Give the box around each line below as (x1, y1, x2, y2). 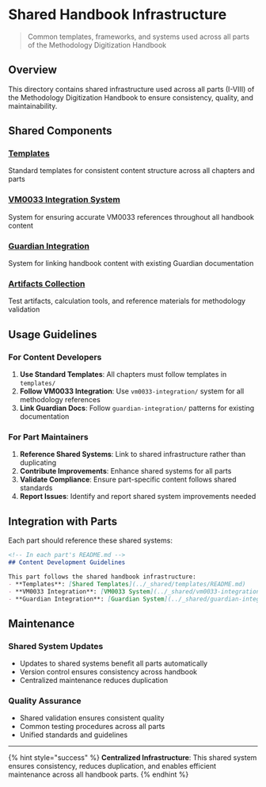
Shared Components (8, 125, 112, 138)
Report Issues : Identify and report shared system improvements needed (19, 492, 256, 501)
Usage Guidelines (8, 328, 97, 341)
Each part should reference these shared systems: (8, 536, 173, 545)
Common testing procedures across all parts (19, 722, 165, 731)
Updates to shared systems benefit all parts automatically (19, 658, 208, 668)
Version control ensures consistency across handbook (19, 667, 198, 677)
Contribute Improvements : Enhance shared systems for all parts (19, 466, 232, 476)
